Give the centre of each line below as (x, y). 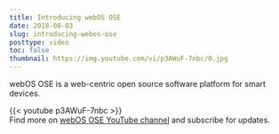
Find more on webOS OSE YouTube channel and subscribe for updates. (140, 120)
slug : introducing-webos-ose (63, 34)
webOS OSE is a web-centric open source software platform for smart (138, 84)
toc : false (29, 51)
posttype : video (39, 42)
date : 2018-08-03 (41, 26)
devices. (25, 93)
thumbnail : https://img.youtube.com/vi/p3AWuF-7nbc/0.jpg (119, 59)
